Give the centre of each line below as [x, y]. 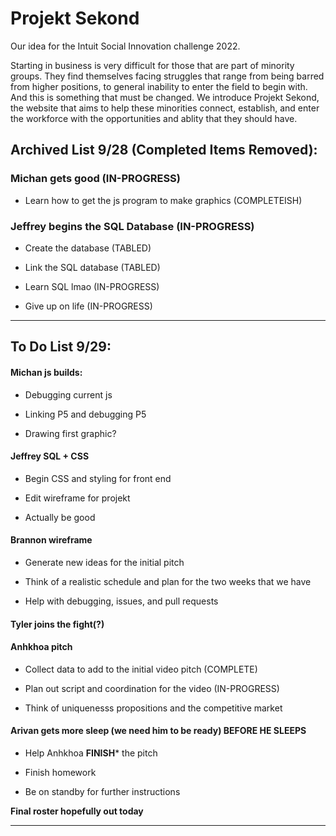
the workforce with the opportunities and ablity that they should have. [154, 118]
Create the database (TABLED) [88, 248]
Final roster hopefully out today [77, 811]
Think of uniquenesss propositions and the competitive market [153, 708]
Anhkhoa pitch [41, 647]
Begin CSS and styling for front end [98, 478]
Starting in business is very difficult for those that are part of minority [152, 65]
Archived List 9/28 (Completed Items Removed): [164, 150]
